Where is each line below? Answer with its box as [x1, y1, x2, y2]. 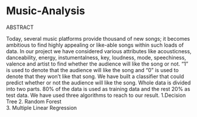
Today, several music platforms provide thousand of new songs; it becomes [6, 35, 191, 42]
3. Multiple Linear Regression [6, 104, 77, 111]
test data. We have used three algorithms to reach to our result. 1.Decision [6, 92, 186, 99]
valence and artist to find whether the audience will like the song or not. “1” [6, 60, 189, 67]
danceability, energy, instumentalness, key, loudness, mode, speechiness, [6, 54, 186, 61]
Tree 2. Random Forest [6, 97, 62, 105]
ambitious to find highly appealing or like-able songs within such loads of [6, 41, 184, 48]
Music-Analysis [6, 4, 86, 18]
